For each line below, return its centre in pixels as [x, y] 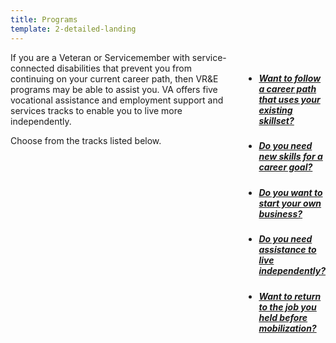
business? [280, 213]
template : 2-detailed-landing [73, 29]
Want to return [290, 296]
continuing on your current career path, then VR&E [114, 78]
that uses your [289, 100]
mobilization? [287, 328]
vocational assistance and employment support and [117, 100]
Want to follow [290, 78]
